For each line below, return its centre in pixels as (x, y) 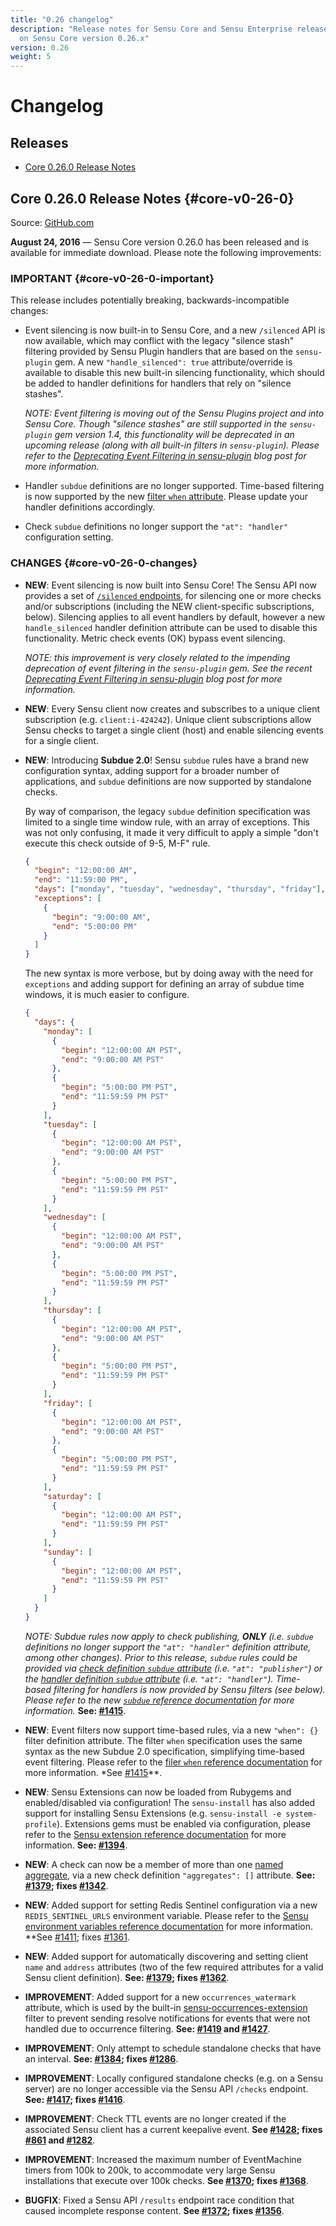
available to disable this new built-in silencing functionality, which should (174, 373)
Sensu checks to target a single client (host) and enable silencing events (174, 730)
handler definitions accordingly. (90, 507)
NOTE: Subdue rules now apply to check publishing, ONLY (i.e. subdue (169, 1636)
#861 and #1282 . (60, 2140)
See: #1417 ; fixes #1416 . (75, 2099)
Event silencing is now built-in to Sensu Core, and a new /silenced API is (175, 330)
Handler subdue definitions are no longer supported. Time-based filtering (174, 486)
